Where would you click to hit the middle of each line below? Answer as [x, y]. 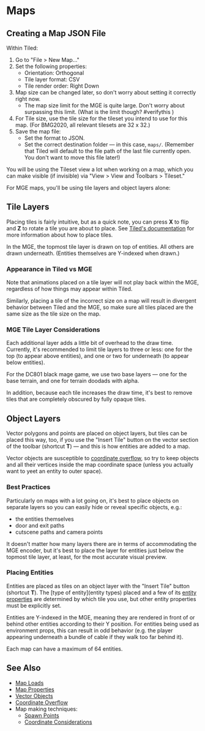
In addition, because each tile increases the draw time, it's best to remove [99, 393]
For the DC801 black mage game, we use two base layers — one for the [97, 374]
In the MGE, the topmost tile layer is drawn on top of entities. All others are [100, 246]
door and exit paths [40, 525]
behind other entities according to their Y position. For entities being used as [103, 624]
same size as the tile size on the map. [54, 314]
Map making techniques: [46, 709]
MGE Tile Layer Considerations [53, 330]
